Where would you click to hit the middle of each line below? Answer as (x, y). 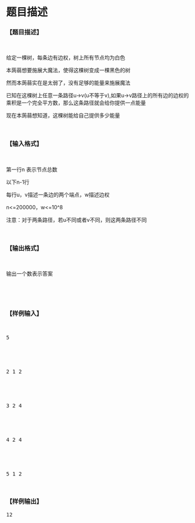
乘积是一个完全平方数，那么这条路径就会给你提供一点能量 (76, 103)
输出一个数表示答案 (30, 274)
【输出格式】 (25, 248)
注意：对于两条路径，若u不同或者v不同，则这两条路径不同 (77, 219)
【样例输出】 (25, 502)
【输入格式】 (25, 144)
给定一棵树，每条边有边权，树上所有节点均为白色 (66, 58)
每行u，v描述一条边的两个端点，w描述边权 (58, 194)
